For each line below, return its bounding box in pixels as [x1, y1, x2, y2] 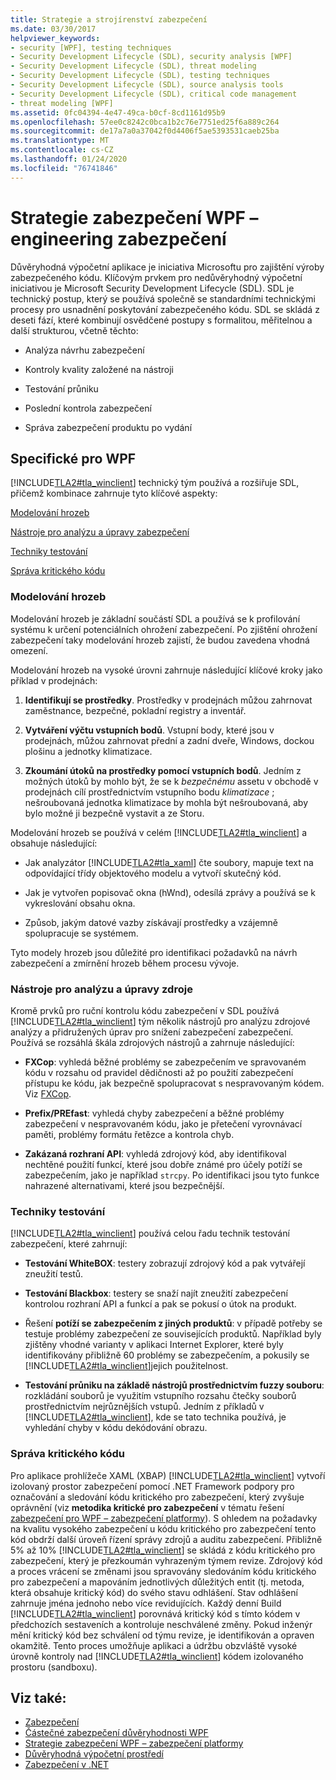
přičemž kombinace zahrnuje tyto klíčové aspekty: [10, 487, 218, 500]
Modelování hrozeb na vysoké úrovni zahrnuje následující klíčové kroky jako [10, 664, 323, 676]
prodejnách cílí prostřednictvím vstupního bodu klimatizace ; [24, 786, 275, 798]
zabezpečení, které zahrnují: [10, 1238, 128, 1250]
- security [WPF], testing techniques [10, 42, 172, 53]
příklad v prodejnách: [10, 674, 98, 686]
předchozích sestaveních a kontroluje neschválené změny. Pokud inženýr [10, 1618, 313, 1630]
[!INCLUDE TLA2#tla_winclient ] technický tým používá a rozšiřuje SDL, [10, 477, 300, 489]
